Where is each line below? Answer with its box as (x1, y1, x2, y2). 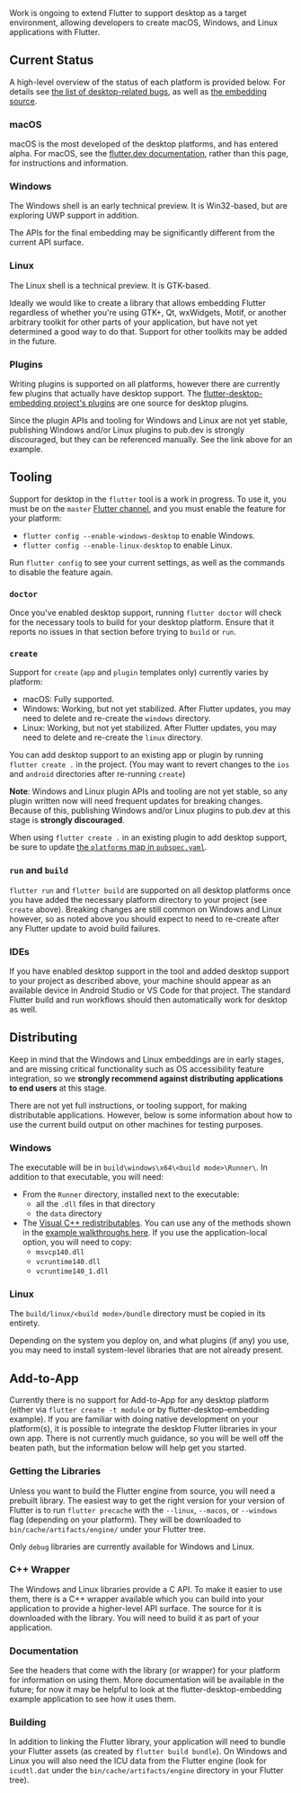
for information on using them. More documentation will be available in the (9, 1674, 285, 1685)
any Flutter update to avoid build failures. (9, 923, 161, 933)
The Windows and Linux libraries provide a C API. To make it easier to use (9, 1583, 283, 1594)
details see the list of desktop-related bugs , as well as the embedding (9, 85, 268, 97)
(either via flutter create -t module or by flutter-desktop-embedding (9, 1405, 270, 1415)
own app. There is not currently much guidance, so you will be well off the (9, 1433, 284, 1444)
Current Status (9, 53, 94, 68)
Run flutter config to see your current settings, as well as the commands (9, 557, 286, 567)
